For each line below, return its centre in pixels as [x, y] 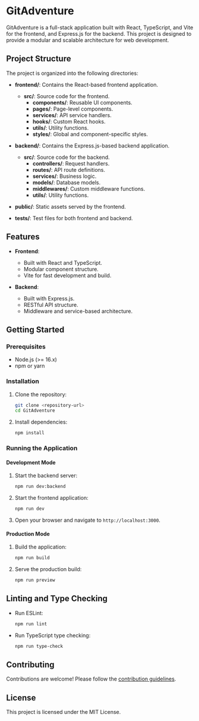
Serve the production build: [48, 569]
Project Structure [39, 59]
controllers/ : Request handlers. [71, 163]
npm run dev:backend [40, 487]
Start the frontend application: [51, 498]
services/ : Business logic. [64, 176]
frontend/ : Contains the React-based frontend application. [86, 84]
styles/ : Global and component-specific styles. [90, 134]
